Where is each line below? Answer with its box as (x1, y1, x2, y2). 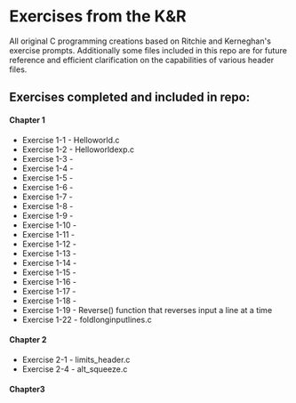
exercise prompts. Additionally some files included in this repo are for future (9, 44, 287, 55)
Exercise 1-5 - (21, 172, 74, 183)
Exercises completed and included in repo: (9, 90, 251, 105)
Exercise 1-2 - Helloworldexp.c (21, 144, 135, 155)
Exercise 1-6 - (21, 181, 74, 192)
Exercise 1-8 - (21, 200, 74, 211)
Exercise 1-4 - (21, 163, 74, 173)
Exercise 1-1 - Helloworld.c (21, 134, 120, 145)
